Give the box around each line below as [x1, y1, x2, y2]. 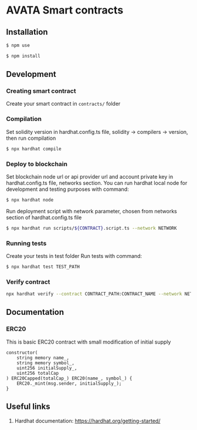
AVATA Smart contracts [6, 4, 124, 17]
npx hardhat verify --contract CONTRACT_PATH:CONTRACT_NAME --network [6, 291, 182, 297]
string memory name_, [16, 355, 69, 361]
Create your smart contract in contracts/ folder [6, 100, 121, 107]
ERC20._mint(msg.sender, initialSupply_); [16, 380, 122, 387]
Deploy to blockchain [6, 160, 67, 168]
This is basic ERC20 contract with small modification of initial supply [6, 338, 171, 345]
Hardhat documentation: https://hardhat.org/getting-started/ [14, 417, 161, 424]
